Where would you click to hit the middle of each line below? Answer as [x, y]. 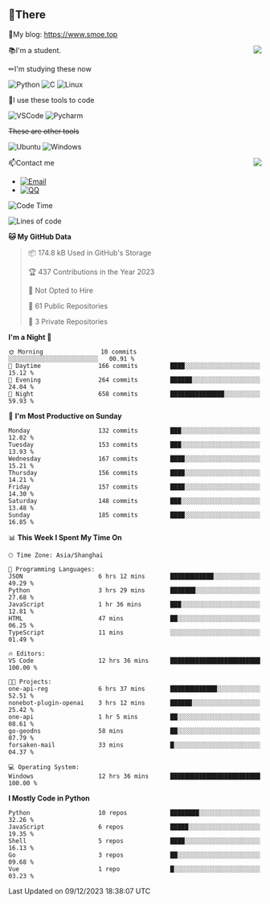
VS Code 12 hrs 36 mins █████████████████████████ [135, 661]
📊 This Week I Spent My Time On [65, 537]
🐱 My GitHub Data [40, 236]
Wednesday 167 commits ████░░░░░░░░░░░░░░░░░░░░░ [135, 459]
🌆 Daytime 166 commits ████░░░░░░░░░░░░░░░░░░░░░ [135, 366]
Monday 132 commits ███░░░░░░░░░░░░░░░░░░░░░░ [135, 431]
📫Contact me [31, 162]
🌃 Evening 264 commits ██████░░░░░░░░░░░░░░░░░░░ [135, 380]
